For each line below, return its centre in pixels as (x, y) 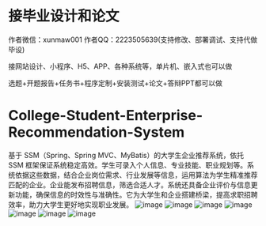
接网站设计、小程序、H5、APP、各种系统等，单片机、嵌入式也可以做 (120, 66)
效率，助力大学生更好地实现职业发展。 (70, 204)
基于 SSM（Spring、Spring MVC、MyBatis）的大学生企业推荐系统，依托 (126, 155)
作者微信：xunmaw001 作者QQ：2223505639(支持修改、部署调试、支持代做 (133, 40)
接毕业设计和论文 (64, 16)
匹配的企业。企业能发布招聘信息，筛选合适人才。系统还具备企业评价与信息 (129, 185)
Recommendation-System (97, 132)
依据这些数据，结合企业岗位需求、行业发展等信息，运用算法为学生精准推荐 (136, 175)
